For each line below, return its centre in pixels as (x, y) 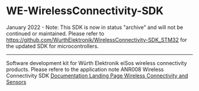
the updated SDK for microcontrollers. (52, 46)
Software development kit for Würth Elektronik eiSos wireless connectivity (97, 63)
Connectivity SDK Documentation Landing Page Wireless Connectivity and (97, 76)
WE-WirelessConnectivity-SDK (85, 11)
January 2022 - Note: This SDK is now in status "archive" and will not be (95, 27)
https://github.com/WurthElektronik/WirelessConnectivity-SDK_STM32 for (97, 40)
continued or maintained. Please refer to (55, 33)
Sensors (16, 82)
